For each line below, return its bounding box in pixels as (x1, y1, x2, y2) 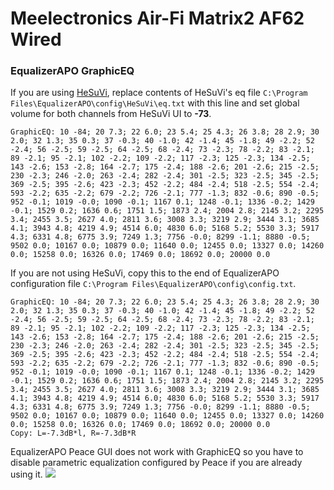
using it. (10, 468, 43, 481)
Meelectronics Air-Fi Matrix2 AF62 (10, 7, 305, 30)
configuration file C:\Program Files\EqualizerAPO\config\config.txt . (10, 278, 297, 290)
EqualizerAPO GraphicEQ (10, 64, 135, 78)
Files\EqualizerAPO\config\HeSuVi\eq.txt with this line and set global (10, 97, 300, 109)
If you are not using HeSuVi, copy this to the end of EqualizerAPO (10, 267, 280, 279)
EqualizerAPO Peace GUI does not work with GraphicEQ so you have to (10, 446, 304, 458)
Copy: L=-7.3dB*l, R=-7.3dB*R (10, 428, 137, 439)
